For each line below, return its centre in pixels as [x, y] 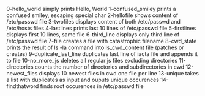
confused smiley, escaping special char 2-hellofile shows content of [92, 15]
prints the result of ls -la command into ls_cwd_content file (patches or [95, 47]
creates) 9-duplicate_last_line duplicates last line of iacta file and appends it [102, 54]
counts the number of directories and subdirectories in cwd [110, 67]
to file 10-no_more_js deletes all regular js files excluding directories [92, 60]
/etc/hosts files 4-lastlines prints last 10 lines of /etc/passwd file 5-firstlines [101, 28]
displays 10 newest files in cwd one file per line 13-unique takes [119, 73]
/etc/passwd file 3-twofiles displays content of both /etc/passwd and [93, 22]
